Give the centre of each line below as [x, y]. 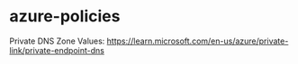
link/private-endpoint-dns [57, 50]
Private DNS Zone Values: [57, 41]
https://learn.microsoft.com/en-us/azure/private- [198, 41]
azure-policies [65, 16]
